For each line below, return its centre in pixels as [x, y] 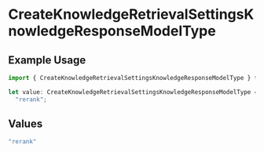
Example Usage [47, 60]
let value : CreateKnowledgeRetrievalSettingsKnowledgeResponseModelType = [133, 92]
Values [26, 124]
